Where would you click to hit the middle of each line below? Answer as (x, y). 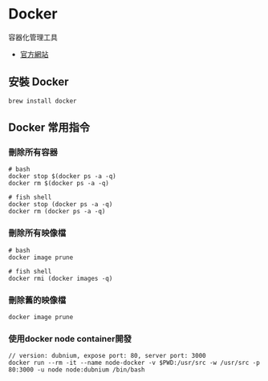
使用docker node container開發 (70, 338)
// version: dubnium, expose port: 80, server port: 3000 (107, 356)
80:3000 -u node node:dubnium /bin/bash (77, 370)
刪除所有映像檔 (37, 233)
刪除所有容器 (33, 152)
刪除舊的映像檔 (37, 300)
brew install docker (43, 101)
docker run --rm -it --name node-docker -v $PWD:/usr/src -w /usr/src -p (134, 363)
